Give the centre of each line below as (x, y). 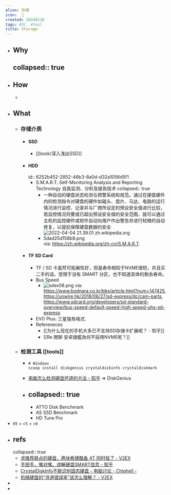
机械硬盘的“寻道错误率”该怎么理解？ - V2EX (66, 477)
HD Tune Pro (49, 418)
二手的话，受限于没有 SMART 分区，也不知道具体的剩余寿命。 (101, 274)
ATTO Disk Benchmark (60, 407)
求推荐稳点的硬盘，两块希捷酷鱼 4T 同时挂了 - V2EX (75, 458)
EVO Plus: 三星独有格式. (61, 318)
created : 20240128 (25, 20)
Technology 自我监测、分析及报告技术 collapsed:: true (93, 188)
